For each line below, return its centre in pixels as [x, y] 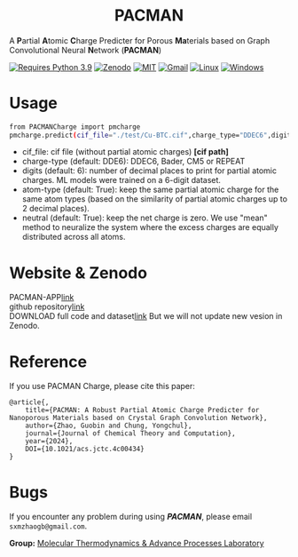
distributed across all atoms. [74, 237]
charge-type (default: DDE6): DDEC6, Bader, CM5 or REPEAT [133, 162]
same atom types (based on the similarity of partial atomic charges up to [155, 199]
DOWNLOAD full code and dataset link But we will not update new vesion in [146, 316]
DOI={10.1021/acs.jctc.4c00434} [85, 450]
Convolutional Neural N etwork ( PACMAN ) [86, 50]
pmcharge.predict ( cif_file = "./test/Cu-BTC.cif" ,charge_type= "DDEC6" [138, 135]
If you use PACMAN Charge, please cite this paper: [102, 386]
